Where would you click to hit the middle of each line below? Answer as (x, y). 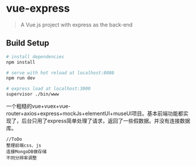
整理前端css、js (24, 145)
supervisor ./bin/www (33, 94)
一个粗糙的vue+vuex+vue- (38, 106)
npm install (21, 62)
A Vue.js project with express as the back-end (77, 25)
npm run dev (21, 78)
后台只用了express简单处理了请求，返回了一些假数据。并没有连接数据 (106, 121)
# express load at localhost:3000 (49, 89)
